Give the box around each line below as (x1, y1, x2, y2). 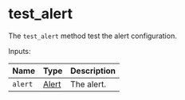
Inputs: (8, 46, 31, 56)
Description (70, 65, 116, 76)
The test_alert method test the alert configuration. (8, 31, 177, 40)
